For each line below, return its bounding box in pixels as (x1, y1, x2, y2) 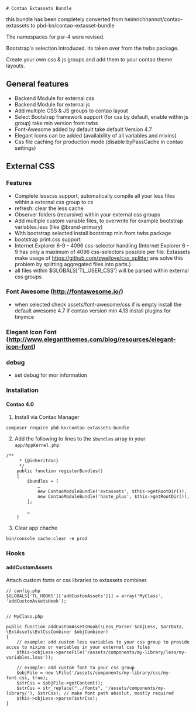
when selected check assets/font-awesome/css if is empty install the (14, 301, 182, 308)
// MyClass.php (6, 614, 43, 620)
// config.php (6, 588, 41, 594)
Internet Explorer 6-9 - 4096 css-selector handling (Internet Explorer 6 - (14, 242, 189, 249)
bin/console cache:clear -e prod (6, 536, 88, 542)
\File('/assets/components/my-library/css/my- (56, 670, 171, 676)
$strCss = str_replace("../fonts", (16, 685, 104, 692)
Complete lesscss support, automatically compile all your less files (14, 192, 176, 199)
